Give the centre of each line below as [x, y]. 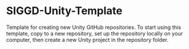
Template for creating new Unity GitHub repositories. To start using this [94, 27]
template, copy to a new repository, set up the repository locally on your [94, 33]
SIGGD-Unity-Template [64, 11]
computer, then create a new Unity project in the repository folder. [87, 40]
